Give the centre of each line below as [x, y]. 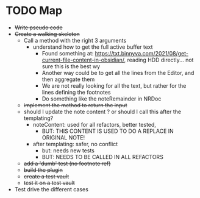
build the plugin [43, 170]
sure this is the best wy [71, 66]
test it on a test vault [49, 183]
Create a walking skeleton [47, 34]
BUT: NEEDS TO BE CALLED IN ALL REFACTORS [103, 157]
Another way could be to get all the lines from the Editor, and [118, 72]
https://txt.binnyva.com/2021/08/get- [141, 53]
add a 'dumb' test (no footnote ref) [67, 163]
